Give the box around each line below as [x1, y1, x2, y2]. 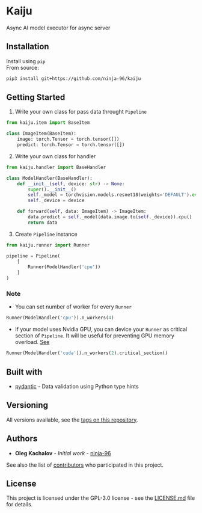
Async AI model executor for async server [6, 24, 111, 31]
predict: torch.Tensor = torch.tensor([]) [17, 142, 125, 148]
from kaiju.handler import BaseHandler [6, 164, 106, 170]
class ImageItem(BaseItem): [6, 131, 77, 137]
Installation [6, 41, 49, 52]
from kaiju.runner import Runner [6, 242, 90, 248]
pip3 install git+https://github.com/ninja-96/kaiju [6, 75, 141, 82]
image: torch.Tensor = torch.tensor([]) [17, 137, 120, 143]
